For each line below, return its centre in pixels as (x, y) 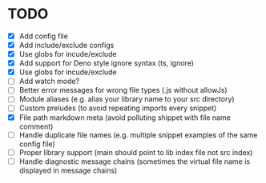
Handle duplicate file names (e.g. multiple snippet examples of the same (138, 135)
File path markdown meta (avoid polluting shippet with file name (125, 117)
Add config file (44, 36)
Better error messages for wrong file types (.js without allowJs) (123, 90)
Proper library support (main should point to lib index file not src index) (136, 152)
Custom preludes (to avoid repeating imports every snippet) (118, 108)
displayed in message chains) (68, 170)
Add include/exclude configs (66, 45)
